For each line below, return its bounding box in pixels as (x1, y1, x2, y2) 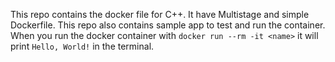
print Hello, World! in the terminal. (10, 40, 155, 52)
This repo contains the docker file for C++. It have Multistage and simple (10, 9, 310, 20)
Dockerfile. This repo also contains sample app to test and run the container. (10, 19, 326, 31)
